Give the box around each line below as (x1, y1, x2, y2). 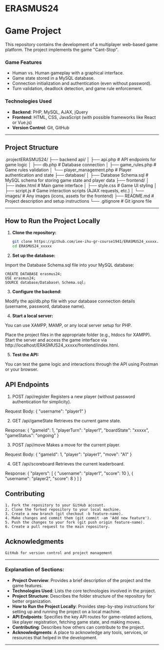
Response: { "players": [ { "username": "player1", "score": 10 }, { (5, 470, 134, 476)
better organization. (12, 598, 52, 604)
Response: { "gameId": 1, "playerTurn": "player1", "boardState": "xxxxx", (5, 427, 149, 433)
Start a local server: (12, 313, 54, 319)
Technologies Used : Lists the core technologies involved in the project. (12, 588, 156, 594)
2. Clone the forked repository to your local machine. (5, 507, 121, 512)
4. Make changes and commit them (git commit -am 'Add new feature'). (5, 515, 152, 520)
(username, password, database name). (5, 303, 85, 309)
